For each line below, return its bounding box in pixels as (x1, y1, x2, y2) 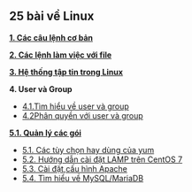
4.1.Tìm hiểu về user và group (21, 101, 130, 111)
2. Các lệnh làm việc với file (9, 50, 112, 60)
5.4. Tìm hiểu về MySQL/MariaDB (21, 173, 144, 183)
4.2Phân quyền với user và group (21, 110, 143, 120)
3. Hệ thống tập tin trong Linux (9, 66, 124, 77)
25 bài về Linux (9, 9, 95, 24)
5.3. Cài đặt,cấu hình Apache (21, 163, 128, 173)
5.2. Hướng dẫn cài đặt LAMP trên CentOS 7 (21, 154, 183, 165)
